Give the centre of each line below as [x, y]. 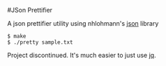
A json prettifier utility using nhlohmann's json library [83, 23]
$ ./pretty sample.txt [40, 42]
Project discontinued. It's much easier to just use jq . [82, 55]
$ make [17, 36]
